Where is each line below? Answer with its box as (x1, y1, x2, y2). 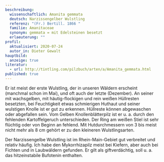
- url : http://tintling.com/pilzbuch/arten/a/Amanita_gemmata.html (9, 67, 152, 72)
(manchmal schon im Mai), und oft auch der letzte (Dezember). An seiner (5, 90, 154, 96)
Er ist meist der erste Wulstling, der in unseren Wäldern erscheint (5, 85, 138, 91)
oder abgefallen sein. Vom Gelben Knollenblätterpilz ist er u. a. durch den (5, 111, 154, 117)
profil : (5, 40, 21, 44)
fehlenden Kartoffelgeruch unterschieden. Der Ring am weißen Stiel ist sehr (5, 117, 159, 122)
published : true (5, 72, 39, 77)
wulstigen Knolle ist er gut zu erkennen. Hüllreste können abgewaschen (5, 106, 152, 112)
